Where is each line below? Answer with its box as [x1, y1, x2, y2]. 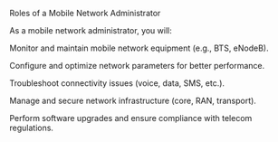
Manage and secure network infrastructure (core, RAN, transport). [9, 95, 256, 106]
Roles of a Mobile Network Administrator [9, 8, 161, 18]
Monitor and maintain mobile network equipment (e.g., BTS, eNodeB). [9, 43, 269, 53]
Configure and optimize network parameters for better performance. [9, 61, 265, 71]
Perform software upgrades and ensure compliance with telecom [9, 113, 253, 123]
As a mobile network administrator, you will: [9, 25, 172, 35]
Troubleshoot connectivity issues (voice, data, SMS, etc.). [9, 78, 225, 89]
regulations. [9, 122, 54, 133]
